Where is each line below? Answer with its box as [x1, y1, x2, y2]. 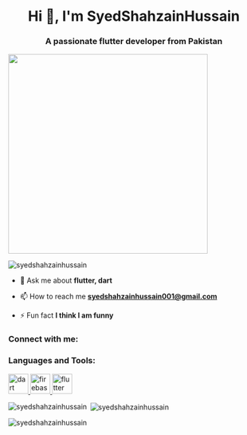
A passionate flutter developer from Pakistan [45, 36, 223, 47]
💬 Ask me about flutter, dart [19, 275, 113, 286]
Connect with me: [8, 334, 79, 345]
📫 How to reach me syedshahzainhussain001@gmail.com [19, 291, 218, 302]
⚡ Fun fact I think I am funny [19, 310, 114, 320]
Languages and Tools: [8, 355, 96, 366]
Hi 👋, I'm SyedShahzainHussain [27, 7, 241, 26]
